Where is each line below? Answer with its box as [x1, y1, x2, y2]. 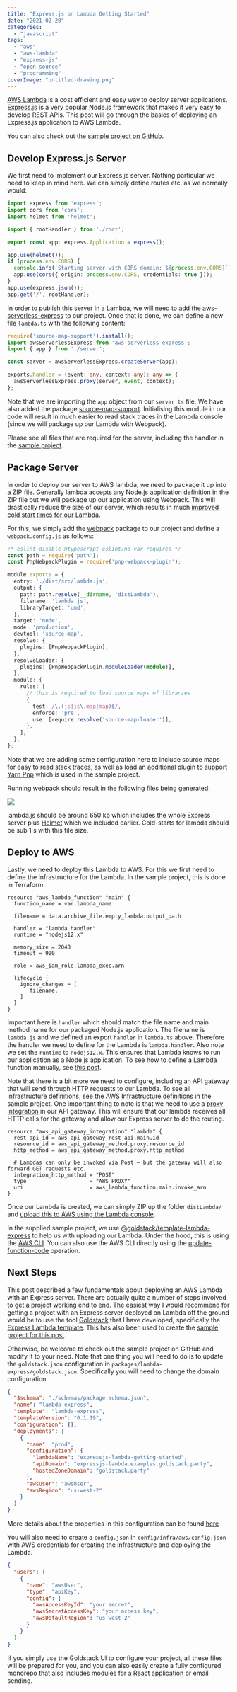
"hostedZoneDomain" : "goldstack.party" [32, 1467, 150, 1474]
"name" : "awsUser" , [25, 1582, 83, 1589]
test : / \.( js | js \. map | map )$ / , [32, 702, 121, 710]
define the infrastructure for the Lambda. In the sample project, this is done [7, 872, 226, 881]
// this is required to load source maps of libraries [25, 690, 191, 697]
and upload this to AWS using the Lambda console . [7, 1210, 156, 1218]
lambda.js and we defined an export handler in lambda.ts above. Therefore [7, 1033, 225, 1041]
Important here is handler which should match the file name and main [7, 1017, 209, 1027]
